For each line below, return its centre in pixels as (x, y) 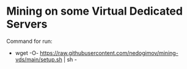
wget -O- (27, 53)
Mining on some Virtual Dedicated (95, 11)
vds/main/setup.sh (38, 59)
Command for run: (30, 41)
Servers (27, 24)
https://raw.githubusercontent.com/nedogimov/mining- (109, 53)
